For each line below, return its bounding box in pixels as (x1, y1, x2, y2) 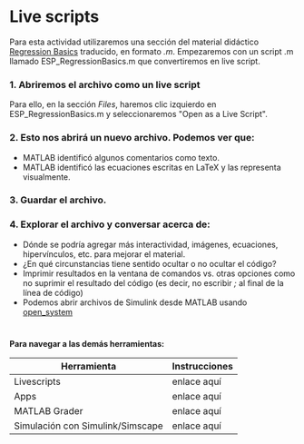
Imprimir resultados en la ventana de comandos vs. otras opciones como (22, 268, 296, 279)
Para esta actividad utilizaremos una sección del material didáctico (9, 36, 260, 47)
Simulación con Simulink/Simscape (14, 419, 163, 432)
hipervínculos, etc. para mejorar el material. (22, 248, 186, 260)
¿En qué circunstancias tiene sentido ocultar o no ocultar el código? (22, 258, 277, 269)
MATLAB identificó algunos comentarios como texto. (22, 152, 221, 163)
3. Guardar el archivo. (9, 193, 107, 206)
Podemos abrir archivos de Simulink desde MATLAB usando (22, 297, 248, 308)
